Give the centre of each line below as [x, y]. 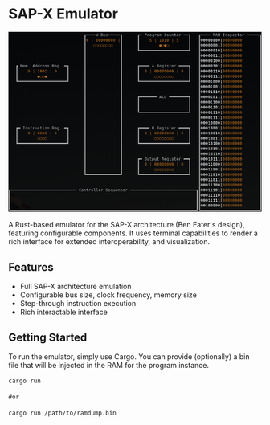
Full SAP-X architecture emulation [76, 287]
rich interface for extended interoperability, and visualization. [109, 242]
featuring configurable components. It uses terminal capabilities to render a [133, 233]
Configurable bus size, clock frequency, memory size [108, 295]
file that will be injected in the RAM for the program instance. [108, 365]
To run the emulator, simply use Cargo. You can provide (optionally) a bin [129, 357]
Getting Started [48, 337]
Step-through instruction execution [78, 304]
